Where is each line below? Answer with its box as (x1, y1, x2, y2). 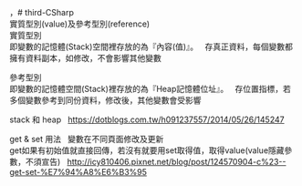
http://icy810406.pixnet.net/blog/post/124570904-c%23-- (67, 157, 286, 167)
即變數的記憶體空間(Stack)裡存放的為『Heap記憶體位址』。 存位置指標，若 (9, 84, 292, 94)
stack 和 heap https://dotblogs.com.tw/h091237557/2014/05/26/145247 (9, 114, 285, 125)
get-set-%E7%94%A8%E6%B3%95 (9, 167, 148, 177)
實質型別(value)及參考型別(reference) (9, 18, 151, 29)
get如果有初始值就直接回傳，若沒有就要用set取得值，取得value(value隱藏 (9, 145, 285, 156)
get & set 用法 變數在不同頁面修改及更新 (9, 134, 164, 144)
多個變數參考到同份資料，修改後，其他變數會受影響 (9, 95, 202, 106)
